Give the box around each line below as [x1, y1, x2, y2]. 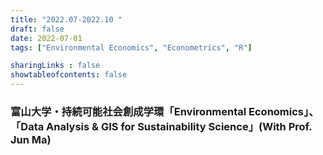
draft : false [10, 24, 65, 34]
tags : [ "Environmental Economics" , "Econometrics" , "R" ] [10, 42, 253, 53]
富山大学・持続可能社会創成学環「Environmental [10, 104, 247, 118]
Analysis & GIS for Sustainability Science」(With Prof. [46, 119, 313, 133]
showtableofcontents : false [10, 70, 128, 80]
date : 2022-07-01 [10, 33, 83, 43]
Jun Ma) [10, 132, 52, 146]
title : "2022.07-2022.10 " [10, 14, 123, 25]
